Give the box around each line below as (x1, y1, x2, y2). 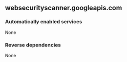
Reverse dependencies (5, 41, 61, 48)
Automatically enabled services (5, 18, 82, 25)
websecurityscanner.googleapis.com (5, 4, 122, 12)
